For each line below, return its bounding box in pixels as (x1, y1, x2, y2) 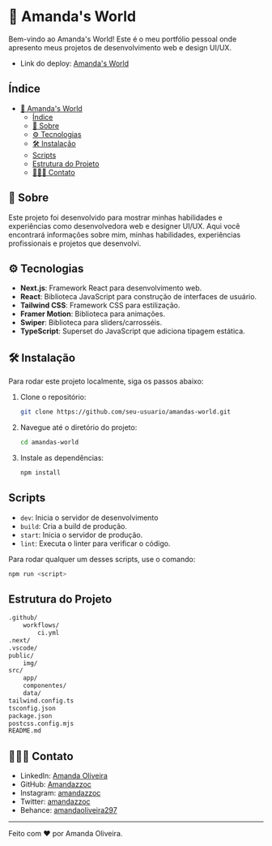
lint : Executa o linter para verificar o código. (19, 539, 171, 548)
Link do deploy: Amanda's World (19, 58, 130, 68)
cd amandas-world (19, 438, 79, 447)
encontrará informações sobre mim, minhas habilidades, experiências (8, 230, 241, 239)
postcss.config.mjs (8, 719, 74, 728)
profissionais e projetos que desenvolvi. (8, 238, 142, 248)
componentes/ (23, 681, 67, 690)
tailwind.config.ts (8, 697, 74, 705)
